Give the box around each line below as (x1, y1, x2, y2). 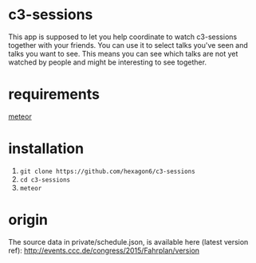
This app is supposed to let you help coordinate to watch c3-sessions (8, 32, 238, 41)
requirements (8, 85, 100, 104)
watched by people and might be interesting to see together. (8, 57, 207, 67)
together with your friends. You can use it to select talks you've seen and (8, 40, 249, 49)
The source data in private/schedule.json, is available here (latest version (8, 237, 249, 246)
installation (8, 139, 85, 158)
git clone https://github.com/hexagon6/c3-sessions (19, 167, 195, 175)
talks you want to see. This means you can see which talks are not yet (8, 49, 238, 58)
